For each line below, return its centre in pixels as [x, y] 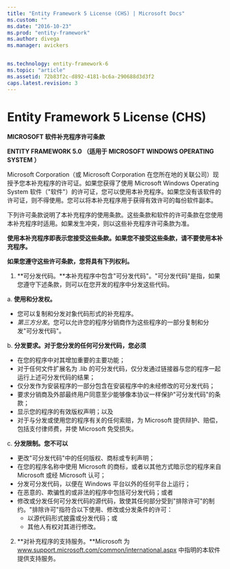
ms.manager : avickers [38, 45]
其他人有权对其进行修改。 [63, 527]
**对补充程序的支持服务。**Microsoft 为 [73, 542]
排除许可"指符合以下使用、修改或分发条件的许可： [102, 510]
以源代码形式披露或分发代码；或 [72, 518]
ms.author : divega [33, 39]
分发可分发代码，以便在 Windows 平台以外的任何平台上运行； [104, 484]
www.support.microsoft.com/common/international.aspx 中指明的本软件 [118, 550]
